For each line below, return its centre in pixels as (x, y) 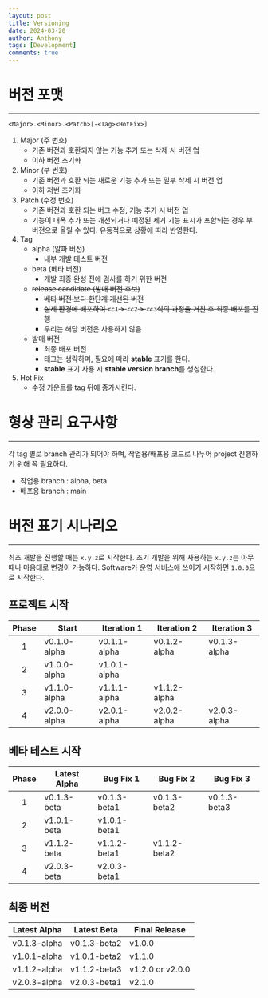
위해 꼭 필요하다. (42, 463)
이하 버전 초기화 (56, 160)
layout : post (30, 16)
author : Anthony (35, 38)
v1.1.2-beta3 (96, 969)
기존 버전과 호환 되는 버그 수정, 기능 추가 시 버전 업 (110, 210)
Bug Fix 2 (177, 779)
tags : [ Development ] (43, 46)
